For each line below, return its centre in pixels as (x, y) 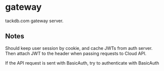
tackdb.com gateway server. (34, 21)
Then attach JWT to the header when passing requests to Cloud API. (76, 53)
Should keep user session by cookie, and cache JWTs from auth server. (79, 48)
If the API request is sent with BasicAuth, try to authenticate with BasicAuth (82, 63)
